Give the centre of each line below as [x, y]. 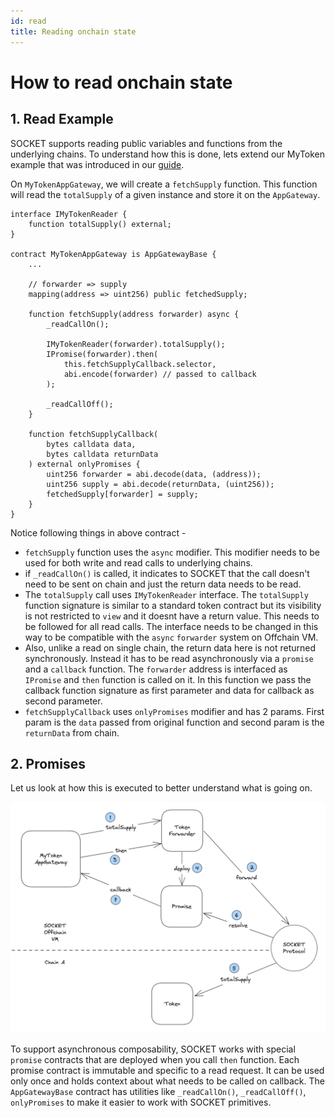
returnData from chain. [72, 732]
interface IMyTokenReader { [69, 214]
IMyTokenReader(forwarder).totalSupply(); [136, 344]
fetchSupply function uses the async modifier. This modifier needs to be [172, 552]
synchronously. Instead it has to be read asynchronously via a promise [169, 658]
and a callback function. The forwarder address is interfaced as [156, 669]
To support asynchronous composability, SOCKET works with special [153, 1049]
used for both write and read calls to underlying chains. [138, 562]
